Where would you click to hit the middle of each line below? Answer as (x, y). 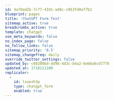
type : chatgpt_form (33, 86)
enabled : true (28, 91)
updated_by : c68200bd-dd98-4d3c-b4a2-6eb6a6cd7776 (57, 64)
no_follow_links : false (29, 46)
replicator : (17, 73)
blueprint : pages (23, 14)
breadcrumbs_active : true (31, 28)
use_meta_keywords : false (31, 37)
